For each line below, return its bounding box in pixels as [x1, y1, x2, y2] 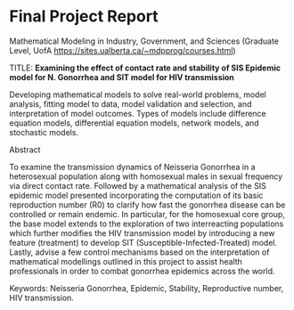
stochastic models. [9, 126, 78, 137]
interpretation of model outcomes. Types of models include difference [9, 108, 267, 118]
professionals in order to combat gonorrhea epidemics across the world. [9, 265, 275, 276]
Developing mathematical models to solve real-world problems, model [9, 89, 267, 100]
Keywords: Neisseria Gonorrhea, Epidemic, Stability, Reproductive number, [9, 282, 284, 293]
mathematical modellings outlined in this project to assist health [9, 256, 243, 266]
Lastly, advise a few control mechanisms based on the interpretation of [9, 247, 270, 257]
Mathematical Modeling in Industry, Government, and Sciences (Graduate [9, 36, 279, 46]
